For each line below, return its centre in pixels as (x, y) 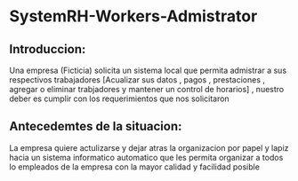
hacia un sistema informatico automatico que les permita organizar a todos (146, 157)
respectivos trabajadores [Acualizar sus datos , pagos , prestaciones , (137, 80)
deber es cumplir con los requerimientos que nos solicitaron (119, 98)
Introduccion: (48, 49)
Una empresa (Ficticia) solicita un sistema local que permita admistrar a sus (148, 70)
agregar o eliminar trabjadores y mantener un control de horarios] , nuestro (147, 89)
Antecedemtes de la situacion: (96, 126)
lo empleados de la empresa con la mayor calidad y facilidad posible (135, 167)
